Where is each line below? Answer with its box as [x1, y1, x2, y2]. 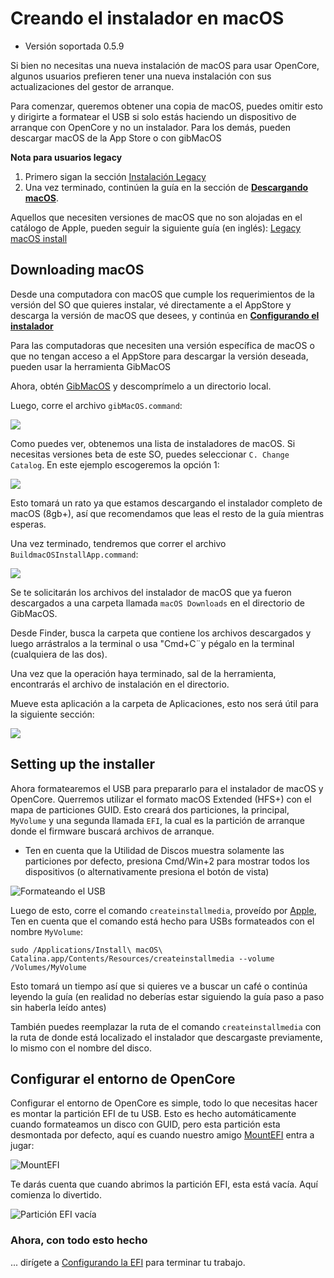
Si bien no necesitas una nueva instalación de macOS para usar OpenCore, [10, 59, 320, 71]
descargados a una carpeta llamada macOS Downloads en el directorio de [10, 597, 305, 609]
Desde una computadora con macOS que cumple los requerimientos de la [10, 288, 315, 300]
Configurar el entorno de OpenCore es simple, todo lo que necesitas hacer [10, 1097, 318, 1109]
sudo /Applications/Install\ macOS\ [10, 945, 163, 955]
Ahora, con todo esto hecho [10, 1233, 148, 1247]
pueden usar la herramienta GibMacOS [10, 360, 172, 372]
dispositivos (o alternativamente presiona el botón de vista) [24, 865, 270, 877]
